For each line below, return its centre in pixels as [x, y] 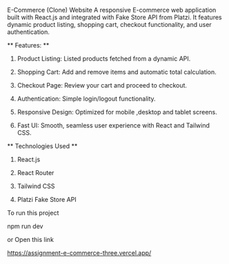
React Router [36, 173]
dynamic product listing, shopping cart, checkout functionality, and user [109, 24]
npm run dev [25, 226]
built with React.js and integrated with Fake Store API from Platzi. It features [114, 17]
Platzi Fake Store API [47, 200]
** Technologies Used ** [42, 146]
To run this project [33, 213]
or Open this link [30, 240]
